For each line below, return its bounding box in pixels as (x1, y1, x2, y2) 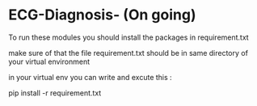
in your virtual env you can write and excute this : (8, 72, 172, 82)
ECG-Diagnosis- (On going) (8, 6, 196, 24)
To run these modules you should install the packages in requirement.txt (8, 32, 249, 42)
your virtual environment (8, 57, 91, 66)
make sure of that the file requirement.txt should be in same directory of (8, 48, 249, 57)
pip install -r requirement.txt (8, 87, 102, 98)
